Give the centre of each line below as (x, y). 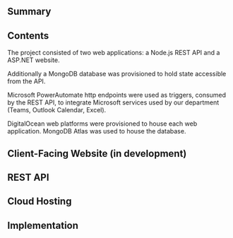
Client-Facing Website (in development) (97, 154)
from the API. (26, 81)
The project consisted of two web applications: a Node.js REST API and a (114, 53)
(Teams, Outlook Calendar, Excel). (57, 110)
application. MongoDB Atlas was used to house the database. (97, 131)
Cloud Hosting (40, 202)
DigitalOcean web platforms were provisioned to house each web (102, 124)
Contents (28, 36)
